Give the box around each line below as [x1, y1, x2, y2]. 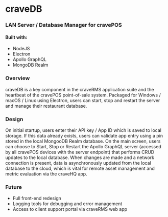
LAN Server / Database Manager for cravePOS [5, 22, 123, 29]
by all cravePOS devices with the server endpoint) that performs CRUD [5, 149, 155, 155]
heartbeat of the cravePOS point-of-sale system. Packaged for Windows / [5, 92, 161, 98]
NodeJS [12, 46, 30, 52]
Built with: [5, 34, 28, 40]
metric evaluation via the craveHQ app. [5, 170, 88, 177]
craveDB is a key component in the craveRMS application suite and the [5, 86, 154, 92]
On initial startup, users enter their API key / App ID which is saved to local [5, 127, 162, 133]
